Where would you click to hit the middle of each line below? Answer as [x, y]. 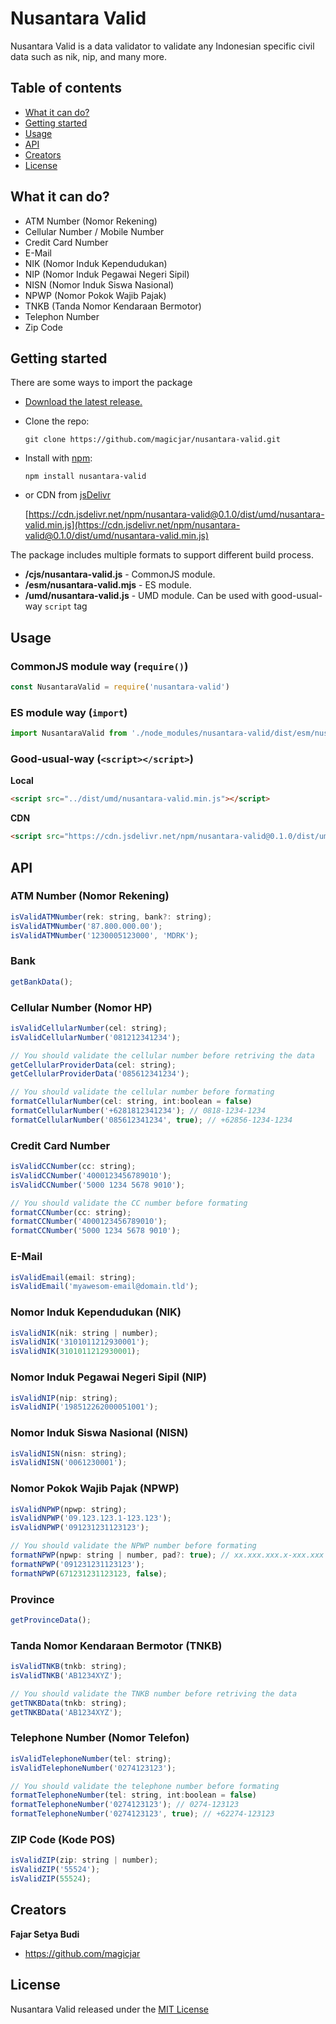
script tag [66, 606]
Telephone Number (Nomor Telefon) [100, 1738]
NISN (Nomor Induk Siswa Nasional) [99, 284]
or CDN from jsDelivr [67, 495]
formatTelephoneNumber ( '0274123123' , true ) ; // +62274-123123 [142, 1814]
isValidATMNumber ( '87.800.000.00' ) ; [86, 926]
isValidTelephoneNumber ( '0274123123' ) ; [93, 1768]
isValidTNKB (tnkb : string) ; [69, 1667]
